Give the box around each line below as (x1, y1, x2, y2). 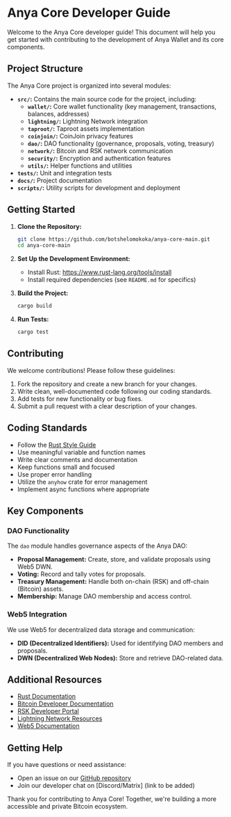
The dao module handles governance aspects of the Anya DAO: (7, 541, 188, 550)
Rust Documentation (17, 692, 76, 701)
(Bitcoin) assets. (17, 585, 64, 593)
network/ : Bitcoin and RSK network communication (27, 146, 173, 154)
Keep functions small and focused (17, 463, 115, 471)
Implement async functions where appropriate (17, 485, 150, 493)
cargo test (17, 328, 49, 335)
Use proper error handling (17, 470, 92, 478)
